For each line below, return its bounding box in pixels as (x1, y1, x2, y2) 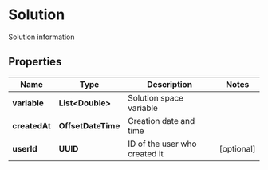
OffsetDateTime (58, 120, 120, 131)
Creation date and (127, 115, 195, 126)
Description (147, 78, 193, 89)
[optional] (219, 143, 256, 154)
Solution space (127, 92, 184, 103)
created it (127, 148, 164, 159)
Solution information (8, 32, 75, 42)
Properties (8, 55, 62, 69)
